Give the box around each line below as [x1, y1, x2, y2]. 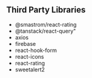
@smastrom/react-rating [15, 21, 77, 28]
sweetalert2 [15, 66, 45, 73]
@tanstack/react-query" [15, 27, 76, 34]
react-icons [15, 53, 44, 60]
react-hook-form [15, 47, 57, 54]
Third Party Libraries [6, 5, 86, 15]
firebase [15, 40, 36, 47]
